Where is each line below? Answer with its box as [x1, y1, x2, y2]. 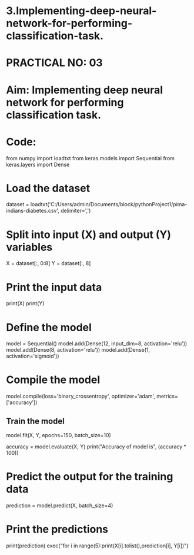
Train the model [6, 416, 65, 426]
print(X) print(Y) [6, 300, 45, 307]
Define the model [6, 321, 92, 334]
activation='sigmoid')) [6, 352, 59, 360]
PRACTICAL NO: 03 [6, 56, 103, 70]
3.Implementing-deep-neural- [6, 4, 157, 18]
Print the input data [6, 280, 102, 294]
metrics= [156, 393, 178, 400]
